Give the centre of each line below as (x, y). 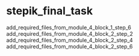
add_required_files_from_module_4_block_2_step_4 (70, 40)
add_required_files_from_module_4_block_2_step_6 (69, 46)
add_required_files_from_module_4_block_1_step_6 (69, 27)
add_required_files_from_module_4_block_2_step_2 (70, 33)
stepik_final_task (50, 11)
